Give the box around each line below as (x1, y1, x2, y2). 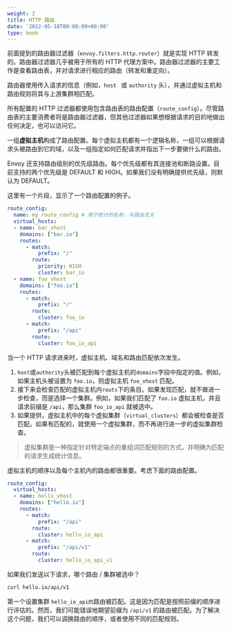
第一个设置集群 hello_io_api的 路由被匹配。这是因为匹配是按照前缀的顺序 (7, 597, 215, 606)
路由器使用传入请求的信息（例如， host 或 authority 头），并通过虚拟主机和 (7, 81, 222, 90)
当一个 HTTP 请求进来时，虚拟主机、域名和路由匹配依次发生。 (7, 353, 184, 361)
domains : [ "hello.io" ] (19, 499, 85, 506)
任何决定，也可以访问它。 (7, 121, 80, 130)
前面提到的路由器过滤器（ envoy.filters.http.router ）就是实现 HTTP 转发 (7, 49, 220, 57)
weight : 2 (7, 10, 36, 17)
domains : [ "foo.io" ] (19, 282, 79, 289)
